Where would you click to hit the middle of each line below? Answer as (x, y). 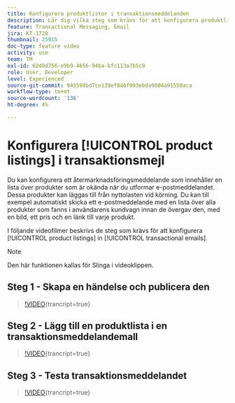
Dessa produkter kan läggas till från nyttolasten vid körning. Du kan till (108, 195)
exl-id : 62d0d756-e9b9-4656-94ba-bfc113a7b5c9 (76, 66)
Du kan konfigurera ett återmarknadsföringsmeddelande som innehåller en (115, 180)
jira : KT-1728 (28, 33)
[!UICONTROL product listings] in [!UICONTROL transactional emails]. (107, 238)
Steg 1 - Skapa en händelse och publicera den (108, 287)
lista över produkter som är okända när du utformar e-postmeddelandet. (111, 187)
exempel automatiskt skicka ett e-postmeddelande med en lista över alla (112, 202)
